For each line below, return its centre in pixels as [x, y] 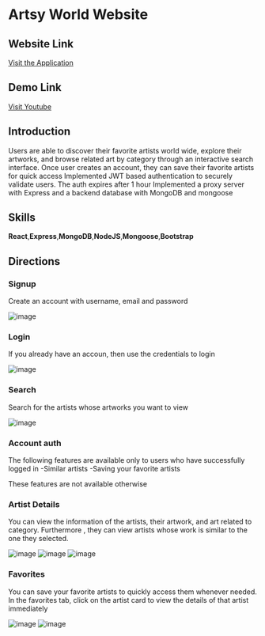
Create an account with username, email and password [98, 301]
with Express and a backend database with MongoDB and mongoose [121, 192]
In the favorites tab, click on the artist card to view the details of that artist [129, 600]
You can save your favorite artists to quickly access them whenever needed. [132, 592]
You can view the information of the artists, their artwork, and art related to [130, 522]
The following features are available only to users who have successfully [127, 460]
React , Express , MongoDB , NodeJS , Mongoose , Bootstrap [101, 237]
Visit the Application [41, 62]
